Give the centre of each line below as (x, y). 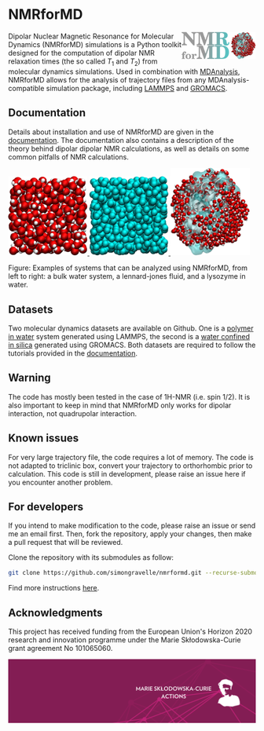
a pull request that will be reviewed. (66, 543)
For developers (46, 507)
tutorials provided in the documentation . (73, 353)
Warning (29, 378)
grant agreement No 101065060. (60, 649)
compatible (26, 88)
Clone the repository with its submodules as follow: (91, 557)
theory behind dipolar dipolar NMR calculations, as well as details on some (129, 148)
